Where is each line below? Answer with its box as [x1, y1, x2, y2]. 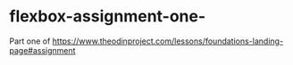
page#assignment [9, 45, 76, 55]
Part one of [9, 36, 51, 46]
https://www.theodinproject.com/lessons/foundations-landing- [52, 36, 284, 46]
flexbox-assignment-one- [9, 6, 206, 27]
